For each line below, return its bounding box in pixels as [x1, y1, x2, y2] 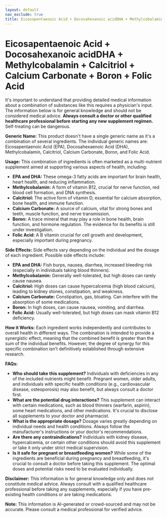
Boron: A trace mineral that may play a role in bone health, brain [12, 216, 144, 222]
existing [5, 492, 21, 498]
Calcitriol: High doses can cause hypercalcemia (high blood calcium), [12, 283, 156, 289]
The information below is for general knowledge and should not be [5, 108, 142, 114]
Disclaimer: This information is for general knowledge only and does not [5, 476, 154, 482]
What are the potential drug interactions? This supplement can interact [12, 397, 161, 403]
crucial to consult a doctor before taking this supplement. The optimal [12, 461, 156, 467]
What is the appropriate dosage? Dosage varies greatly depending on [12, 418, 158, 424]
